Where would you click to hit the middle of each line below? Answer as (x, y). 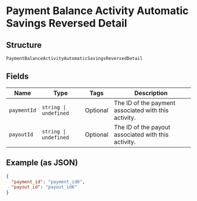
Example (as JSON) (42, 163)
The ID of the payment (145, 103)
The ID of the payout (142, 127)
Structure (24, 45)
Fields (18, 77)
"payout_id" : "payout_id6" (44, 187)
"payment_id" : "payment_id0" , (48, 182)
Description (151, 93)
